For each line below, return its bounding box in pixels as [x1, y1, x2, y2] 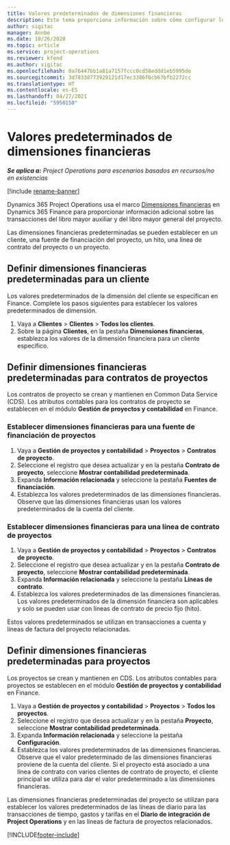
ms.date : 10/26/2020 [7, 36, 66, 43]
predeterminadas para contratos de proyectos [7, 372, 208, 384]
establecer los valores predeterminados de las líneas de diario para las [7, 802, 207, 811]
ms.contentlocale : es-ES [7, 87, 78, 93]
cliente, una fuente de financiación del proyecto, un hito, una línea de [7, 235, 203, 244]
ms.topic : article [7, 42, 60, 49]
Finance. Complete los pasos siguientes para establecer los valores [7, 299, 198, 307]
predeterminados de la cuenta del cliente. [16, 504, 135, 512]
